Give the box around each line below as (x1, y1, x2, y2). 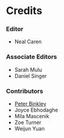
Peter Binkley (14, 101, 47, 108)
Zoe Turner (14, 119, 42, 126)
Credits (6, 4, 42, 18)
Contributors (6, 87, 44, 95)
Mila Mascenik (14, 113, 49, 120)
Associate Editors (6, 53, 57, 61)
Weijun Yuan (14, 125, 45, 132)
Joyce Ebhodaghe (14, 106, 58, 113)
